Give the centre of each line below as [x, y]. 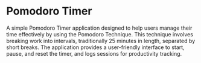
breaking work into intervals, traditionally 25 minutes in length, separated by [101, 41]
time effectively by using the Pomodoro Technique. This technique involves [100, 34]
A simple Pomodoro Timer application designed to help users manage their [99, 28]
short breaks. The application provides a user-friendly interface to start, [96, 47]
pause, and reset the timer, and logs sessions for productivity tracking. [94, 53]
